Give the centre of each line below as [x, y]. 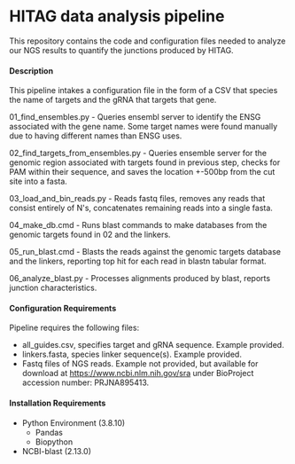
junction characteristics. [53, 288]
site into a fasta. [39, 181]
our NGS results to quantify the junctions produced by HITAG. [121, 50]
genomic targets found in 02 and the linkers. [90, 235]
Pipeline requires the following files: [74, 328]
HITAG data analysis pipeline [117, 16]
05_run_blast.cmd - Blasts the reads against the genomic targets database [145, 252]
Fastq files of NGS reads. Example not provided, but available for [140, 364]
